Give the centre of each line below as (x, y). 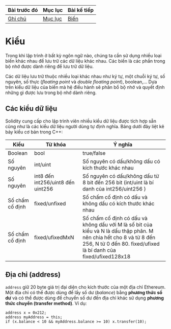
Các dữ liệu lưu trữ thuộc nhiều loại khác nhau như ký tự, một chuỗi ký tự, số (85, 76)
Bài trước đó (23, 10)
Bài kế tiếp (81, 10)
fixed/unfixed (50, 203)
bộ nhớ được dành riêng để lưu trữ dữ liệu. (50, 66)
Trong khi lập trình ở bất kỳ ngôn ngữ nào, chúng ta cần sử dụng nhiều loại (83, 55)
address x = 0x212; (26, 313)
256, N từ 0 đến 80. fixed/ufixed (121, 244)
